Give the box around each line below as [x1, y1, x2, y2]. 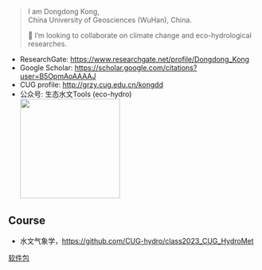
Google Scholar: [19, 63, 73, 72]
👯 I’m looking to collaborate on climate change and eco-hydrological [27, 31, 252, 40]
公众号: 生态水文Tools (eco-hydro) [19, 89, 132, 99]
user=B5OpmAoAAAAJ [19, 72, 96, 80]
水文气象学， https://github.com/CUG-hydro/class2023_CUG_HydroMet [19, 236, 254, 245]
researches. [27, 39, 68, 49]
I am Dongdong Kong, [27, 7, 100, 16]
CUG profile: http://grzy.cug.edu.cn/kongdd [19, 80, 163, 89]
